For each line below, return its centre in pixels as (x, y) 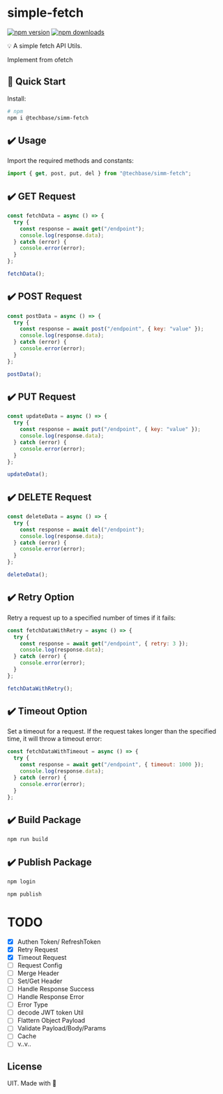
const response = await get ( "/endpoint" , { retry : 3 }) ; (104, 643)
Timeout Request (42, 957)
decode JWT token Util (50, 1013)
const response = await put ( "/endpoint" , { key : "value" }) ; (110, 430)
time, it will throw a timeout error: (55, 739)
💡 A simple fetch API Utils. (45, 45)
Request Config (40, 965)
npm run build (28, 840)
